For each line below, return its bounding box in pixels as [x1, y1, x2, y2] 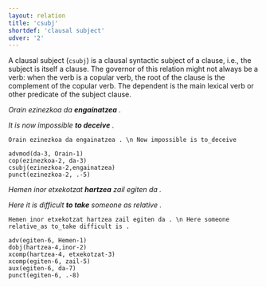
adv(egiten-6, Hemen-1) [8, 237, 88, 245]
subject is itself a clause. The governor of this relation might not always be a [8, 65, 259, 74]
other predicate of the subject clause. [8, 89, 131, 100]
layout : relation [8, 11, 66, 20]
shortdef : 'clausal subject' [8, 26, 105, 34]
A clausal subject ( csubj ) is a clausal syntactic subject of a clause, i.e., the [8, 56, 252, 65]
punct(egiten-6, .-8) [8, 272, 80, 280]
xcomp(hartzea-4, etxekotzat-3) [8, 250, 115, 259]
